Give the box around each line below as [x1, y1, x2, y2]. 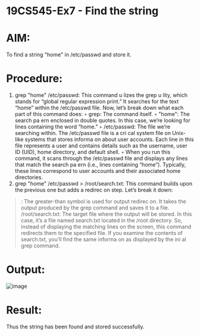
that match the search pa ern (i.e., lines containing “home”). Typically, [14, 161, 186, 168]
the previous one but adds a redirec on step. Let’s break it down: [14, 186, 173, 194]
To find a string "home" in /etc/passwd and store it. [6, 51, 132, 58]
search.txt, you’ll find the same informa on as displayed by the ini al [20, 236, 186, 243]
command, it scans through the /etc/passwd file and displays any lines [14, 155, 188, 162]
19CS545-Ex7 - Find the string [6, 4, 159, 18]
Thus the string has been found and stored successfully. [6, 323, 145, 330]
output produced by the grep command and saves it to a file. [20, 204, 170, 212]
